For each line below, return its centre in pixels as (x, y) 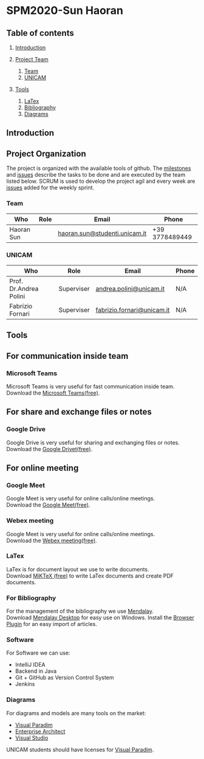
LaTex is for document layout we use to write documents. (78, 569)
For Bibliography (31, 597)
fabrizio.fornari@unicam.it (133, 310)
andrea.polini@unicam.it (130, 288)
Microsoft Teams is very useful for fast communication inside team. (90, 386)
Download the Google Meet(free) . (48, 505)
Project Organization (46, 153)
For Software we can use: (39, 653)
